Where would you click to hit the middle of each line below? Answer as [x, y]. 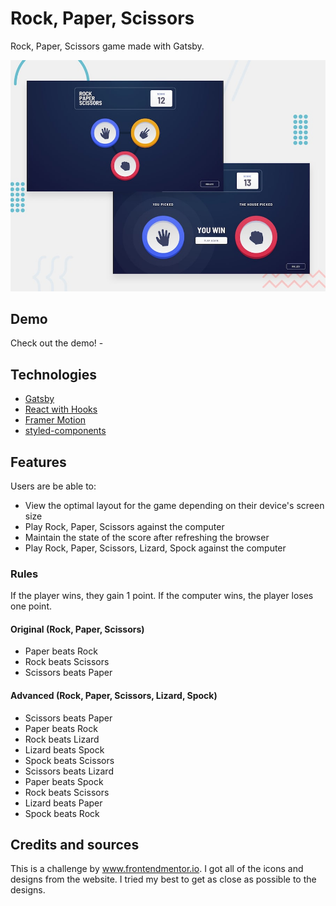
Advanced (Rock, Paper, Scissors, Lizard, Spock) [114, 696]
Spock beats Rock [62, 813]
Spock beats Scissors [69, 760]
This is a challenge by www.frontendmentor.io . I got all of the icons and [157, 869]
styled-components [65, 431]
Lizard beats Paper [63, 803]
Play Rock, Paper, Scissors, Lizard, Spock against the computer [155, 548]
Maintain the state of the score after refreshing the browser [147, 537]
